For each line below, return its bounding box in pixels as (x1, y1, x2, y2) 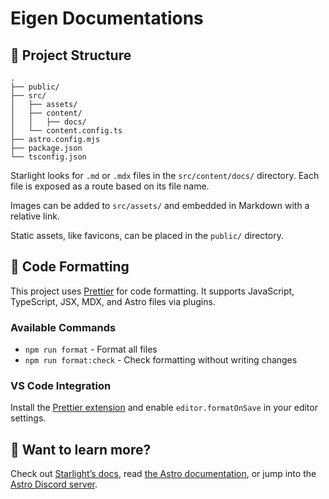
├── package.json (10, 143, 83, 153)
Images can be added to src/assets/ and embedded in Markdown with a (10, 200, 310, 211)
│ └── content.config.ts (10, 126, 123, 136)
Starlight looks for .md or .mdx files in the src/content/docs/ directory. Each (10, 170, 320, 181)
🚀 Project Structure (10, 47, 132, 64)
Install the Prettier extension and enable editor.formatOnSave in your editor (10, 402, 318, 414)
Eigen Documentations (10, 7, 204, 30)
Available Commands (10, 320, 117, 334)
